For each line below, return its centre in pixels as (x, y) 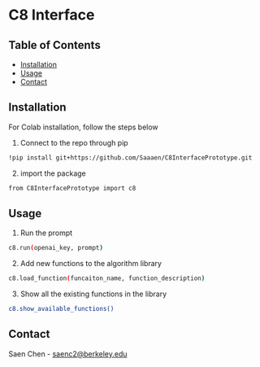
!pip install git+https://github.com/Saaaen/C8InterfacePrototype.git (130, 157)
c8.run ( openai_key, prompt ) (56, 248)
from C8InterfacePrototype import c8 (72, 188)
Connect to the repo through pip (74, 142)
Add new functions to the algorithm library (91, 264)
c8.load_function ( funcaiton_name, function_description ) (107, 278)
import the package (53, 173)
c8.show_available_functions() (61, 309)
